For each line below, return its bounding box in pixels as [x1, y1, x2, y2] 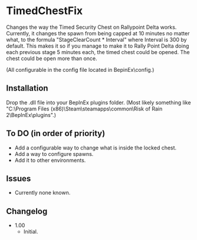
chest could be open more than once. [6, 55, 97, 62]
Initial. [23, 228, 38, 235]
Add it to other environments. [14, 156, 86, 164]
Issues [6, 174, 31, 184]
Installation [6, 84, 48, 94]
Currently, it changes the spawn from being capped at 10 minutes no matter [6, 29, 190, 36]
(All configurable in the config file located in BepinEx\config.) [6, 66, 155, 73]
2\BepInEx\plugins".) [6, 111, 57, 118]
